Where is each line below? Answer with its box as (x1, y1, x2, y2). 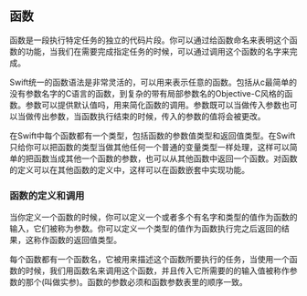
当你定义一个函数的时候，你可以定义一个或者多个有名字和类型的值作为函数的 (9, 212, 298, 223)
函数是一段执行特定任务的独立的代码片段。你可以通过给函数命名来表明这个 (9, 35, 290, 46)
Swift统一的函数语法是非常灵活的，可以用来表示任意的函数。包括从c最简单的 (9, 77, 298, 87)
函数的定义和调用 (9, 189, 85, 202)
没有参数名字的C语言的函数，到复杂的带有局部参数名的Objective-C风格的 (9, 87, 285, 98)
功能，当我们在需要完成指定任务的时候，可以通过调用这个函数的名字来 (25, 46, 290, 56)
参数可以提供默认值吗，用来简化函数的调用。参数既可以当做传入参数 (25, 99, 281, 110)
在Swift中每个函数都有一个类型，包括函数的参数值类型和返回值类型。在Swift (9, 130, 296, 141)
